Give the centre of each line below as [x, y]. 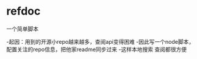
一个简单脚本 [22, 29]
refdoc [23, 11]
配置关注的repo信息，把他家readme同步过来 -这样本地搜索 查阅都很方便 [97, 49]
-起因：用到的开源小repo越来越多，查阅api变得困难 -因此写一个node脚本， [100, 41]
